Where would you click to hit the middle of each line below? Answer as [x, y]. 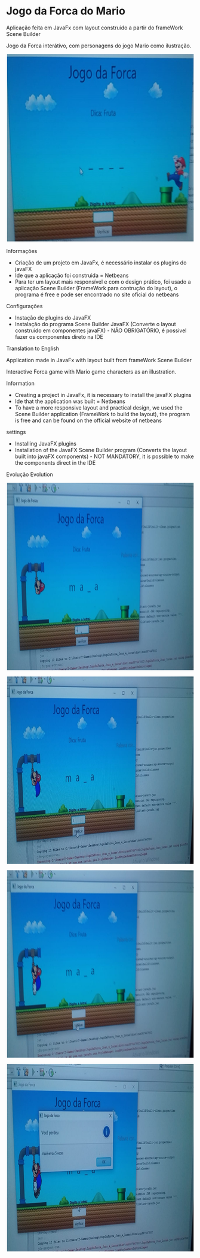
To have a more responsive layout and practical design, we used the [99, 407]
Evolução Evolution [30, 474]
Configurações [24, 306]
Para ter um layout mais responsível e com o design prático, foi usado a [103, 282]
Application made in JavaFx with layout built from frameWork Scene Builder [99, 360]
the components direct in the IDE [55, 462]
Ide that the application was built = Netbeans [70, 401]
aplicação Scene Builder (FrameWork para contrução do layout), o [96, 288]
